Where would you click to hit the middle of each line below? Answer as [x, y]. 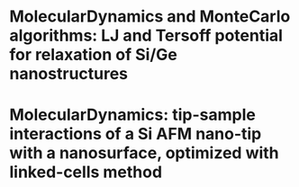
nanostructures [69, 74]
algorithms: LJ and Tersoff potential [146, 36]
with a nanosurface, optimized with [144, 153]
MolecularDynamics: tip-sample [133, 115]
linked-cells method [86, 172]
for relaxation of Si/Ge [93, 55]
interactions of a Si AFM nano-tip [136, 134]
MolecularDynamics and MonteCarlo [150, 17]
